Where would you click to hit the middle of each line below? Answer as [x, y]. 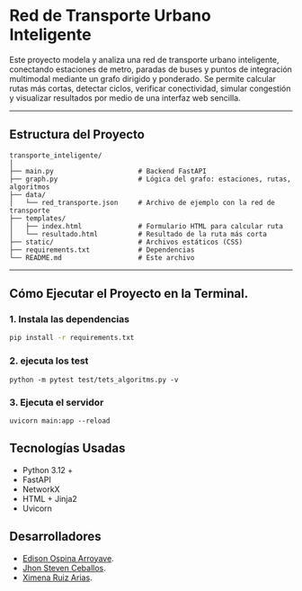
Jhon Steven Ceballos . [64, 568]
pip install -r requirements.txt [72, 338]
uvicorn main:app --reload [60, 421]
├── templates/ [38, 218]
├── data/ [28, 194]
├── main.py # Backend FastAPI [108, 171]
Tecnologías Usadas [67, 448]
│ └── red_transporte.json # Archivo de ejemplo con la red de [142, 202]
